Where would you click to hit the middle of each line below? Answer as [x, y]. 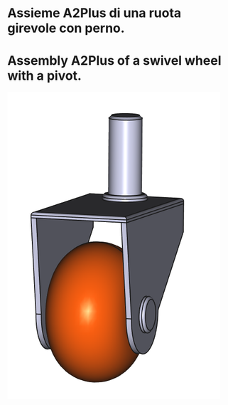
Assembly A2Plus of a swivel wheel [114, 61]
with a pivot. [44, 76]
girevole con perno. [66, 28]
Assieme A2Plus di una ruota [94, 13]
